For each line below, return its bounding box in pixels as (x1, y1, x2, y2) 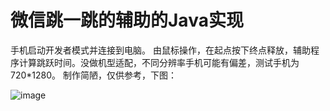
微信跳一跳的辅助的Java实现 (10, 9, 244, 32)
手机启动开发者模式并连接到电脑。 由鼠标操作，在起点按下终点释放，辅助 (10, 44, 311, 56)
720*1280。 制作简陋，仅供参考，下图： (10, 69, 177, 81)
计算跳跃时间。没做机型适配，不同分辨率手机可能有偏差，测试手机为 (18, 56, 300, 68)
